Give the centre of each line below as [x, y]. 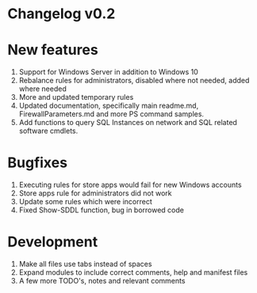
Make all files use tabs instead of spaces [85, 264]
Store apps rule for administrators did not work [95, 193]
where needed [42, 89]
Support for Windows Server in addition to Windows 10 [109, 72]
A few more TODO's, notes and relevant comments [102, 281]
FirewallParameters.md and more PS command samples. [111, 114]
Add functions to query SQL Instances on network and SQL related [128, 123]
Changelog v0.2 [61, 14]
